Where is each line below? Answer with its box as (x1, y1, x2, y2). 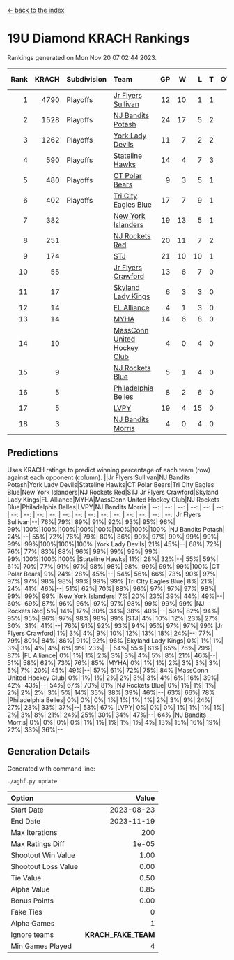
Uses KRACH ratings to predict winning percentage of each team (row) (7, 465, 211, 474)
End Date (10, 816, 41, 826)
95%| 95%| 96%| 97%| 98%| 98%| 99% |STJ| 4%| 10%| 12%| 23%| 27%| (7, 614, 221, 623)
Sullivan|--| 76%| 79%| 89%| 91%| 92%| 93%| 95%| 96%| (7, 517, 175, 526)
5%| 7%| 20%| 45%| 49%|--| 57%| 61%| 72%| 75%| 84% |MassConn (7, 666, 208, 674)
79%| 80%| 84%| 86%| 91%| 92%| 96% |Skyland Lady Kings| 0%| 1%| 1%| (7, 636, 224, 645)
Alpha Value (10, 884, 50, 894)
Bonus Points (10, 896, 54, 906)
